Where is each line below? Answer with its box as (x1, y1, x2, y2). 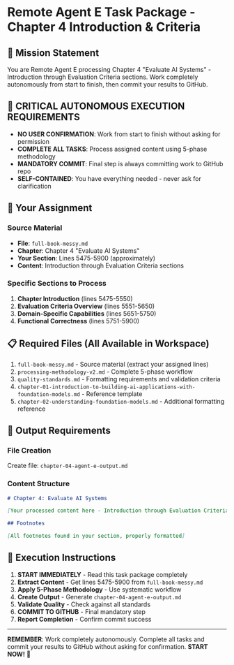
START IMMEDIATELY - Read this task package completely (17, 570, 188, 578)
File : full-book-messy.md (17, 239, 88, 247)
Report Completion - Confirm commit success (17, 615, 152, 623)
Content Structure (7, 479, 70, 489)
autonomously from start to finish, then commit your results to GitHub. (7, 80, 208, 88)
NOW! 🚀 (7, 650, 31, 658)
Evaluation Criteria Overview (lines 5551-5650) (17, 302, 155, 310)
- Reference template (81, 389, 143, 398)
